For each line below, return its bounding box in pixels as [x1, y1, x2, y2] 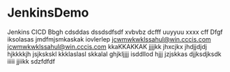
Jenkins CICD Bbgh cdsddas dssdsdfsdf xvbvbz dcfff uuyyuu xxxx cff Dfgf [7, 28, 223, 36]
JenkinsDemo [7, 5, 89, 21]
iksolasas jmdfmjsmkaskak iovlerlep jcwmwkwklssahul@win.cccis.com [7, 35, 211, 43]
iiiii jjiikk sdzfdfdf [7, 57, 56, 65]
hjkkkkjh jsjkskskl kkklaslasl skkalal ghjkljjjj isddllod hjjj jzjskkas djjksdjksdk [7, 50, 222, 58]
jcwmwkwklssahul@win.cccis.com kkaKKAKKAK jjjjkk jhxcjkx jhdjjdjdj [7, 42, 208, 51]
